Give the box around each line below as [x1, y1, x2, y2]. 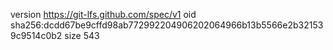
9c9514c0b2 [10, 30, 63, 41]
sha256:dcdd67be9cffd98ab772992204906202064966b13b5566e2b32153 [10, 19, 324, 31]
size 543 [64, 30, 100, 41]
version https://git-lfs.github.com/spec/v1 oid [10, 9, 197, 20]
